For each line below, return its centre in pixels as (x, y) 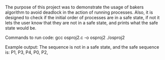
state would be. (21, 28)
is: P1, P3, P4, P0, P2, (27, 52)
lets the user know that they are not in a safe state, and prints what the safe (82, 23)
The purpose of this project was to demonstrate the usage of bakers (74, 7)
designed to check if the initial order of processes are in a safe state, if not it (82, 17)
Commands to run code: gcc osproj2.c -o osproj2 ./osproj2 (65, 37)
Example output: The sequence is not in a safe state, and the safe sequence (82, 47)
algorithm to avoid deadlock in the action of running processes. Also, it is (79, 12)
